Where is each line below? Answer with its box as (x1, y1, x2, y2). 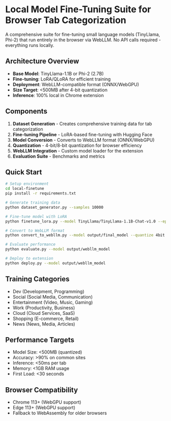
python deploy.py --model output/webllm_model (5, 260, 106, 266)
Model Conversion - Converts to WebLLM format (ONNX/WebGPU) (12, 137, 155, 143)
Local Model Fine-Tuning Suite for (5, 4, 151, 15)
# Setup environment (5, 181, 49, 187)
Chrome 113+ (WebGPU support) (12, 399, 81, 405)
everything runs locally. (5, 42, 54, 48)
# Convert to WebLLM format (5, 228, 65, 233)
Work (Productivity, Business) (12, 305, 75, 311)
